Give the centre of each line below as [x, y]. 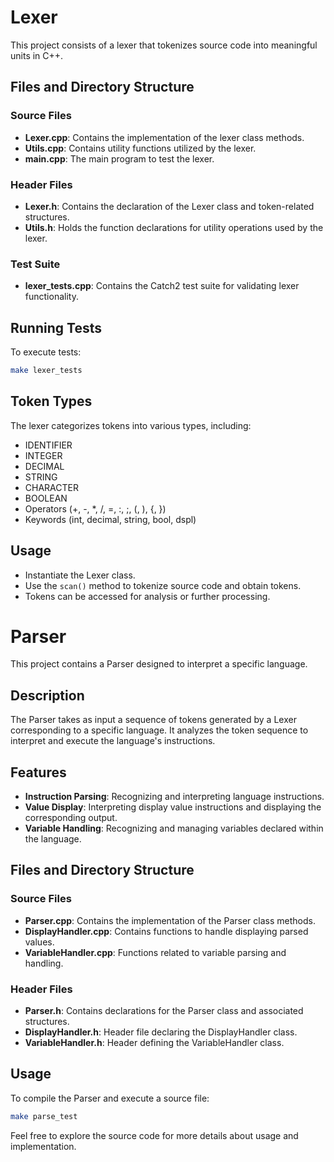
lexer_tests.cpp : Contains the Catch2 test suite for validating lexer [162, 286]
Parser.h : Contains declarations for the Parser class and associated [164, 1011]
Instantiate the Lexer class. [80, 575]
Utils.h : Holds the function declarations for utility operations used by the [174, 227]
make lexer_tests [46, 371]
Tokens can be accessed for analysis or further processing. [147, 596]
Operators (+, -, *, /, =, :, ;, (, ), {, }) [95, 508]
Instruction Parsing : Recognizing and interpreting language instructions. [174, 797]
